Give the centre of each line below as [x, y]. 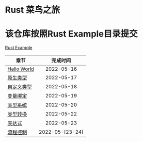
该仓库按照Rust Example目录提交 [71, 34]
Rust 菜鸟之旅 [32, 10]
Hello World [21, 69]
